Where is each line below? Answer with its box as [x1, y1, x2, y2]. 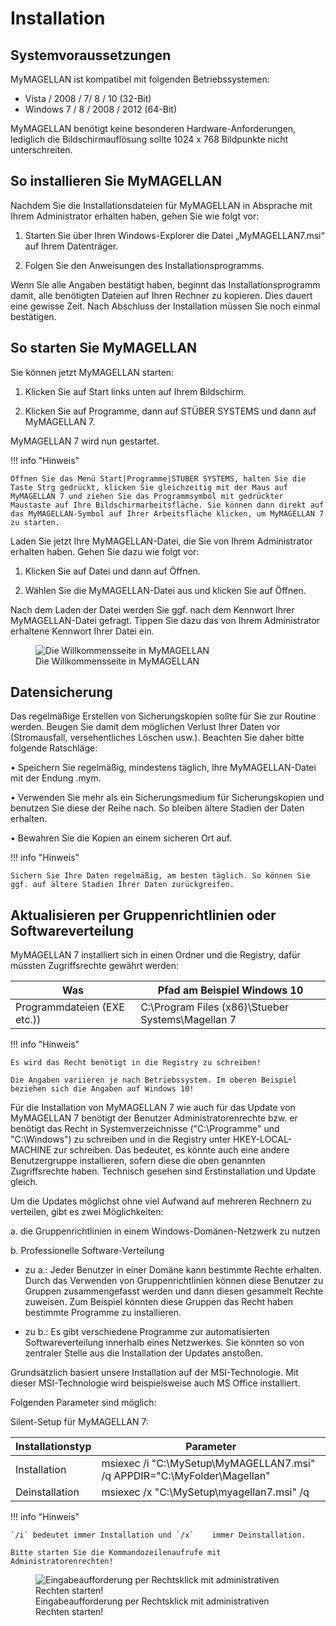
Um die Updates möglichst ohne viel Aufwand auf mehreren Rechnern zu [10, 1195, 312, 1207]
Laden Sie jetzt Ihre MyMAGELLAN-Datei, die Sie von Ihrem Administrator [10, 535, 313, 547]
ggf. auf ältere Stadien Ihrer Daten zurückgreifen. [10, 880, 235, 890]
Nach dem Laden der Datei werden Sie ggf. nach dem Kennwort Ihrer [10, 603, 295, 616]
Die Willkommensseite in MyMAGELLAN [35, 655, 200, 667]
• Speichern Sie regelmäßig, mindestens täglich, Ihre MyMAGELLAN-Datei [10, 762, 317, 774]
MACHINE [10, 1144, 52, 1156]
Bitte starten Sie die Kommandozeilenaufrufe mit [10, 1548, 222, 1558]
